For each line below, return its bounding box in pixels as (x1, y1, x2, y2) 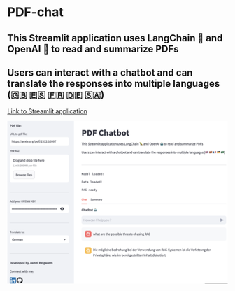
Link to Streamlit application (7, 107, 87, 115)
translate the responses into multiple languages (7, 78, 220, 90)
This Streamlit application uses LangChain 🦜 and (7, 32, 223, 44)
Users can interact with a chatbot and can (7, 66, 193, 78)
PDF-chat (7, 4, 64, 20)
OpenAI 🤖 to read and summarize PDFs (7, 43, 179, 55)
